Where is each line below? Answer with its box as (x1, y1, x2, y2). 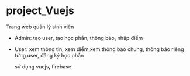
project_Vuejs (6, 4, 74, 17)
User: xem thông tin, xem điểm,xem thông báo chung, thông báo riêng (14, 45, 184, 53)
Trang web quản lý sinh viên (6, 23, 74, 30)
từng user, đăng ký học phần (14, 52, 84, 59)
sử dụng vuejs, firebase (14, 63, 72, 70)
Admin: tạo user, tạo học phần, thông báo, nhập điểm (14, 34, 143, 41)
